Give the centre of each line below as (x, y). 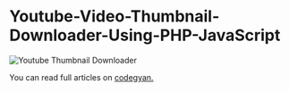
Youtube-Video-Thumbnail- (115, 17)
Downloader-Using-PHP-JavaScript (145, 35)
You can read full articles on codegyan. (81, 77)
